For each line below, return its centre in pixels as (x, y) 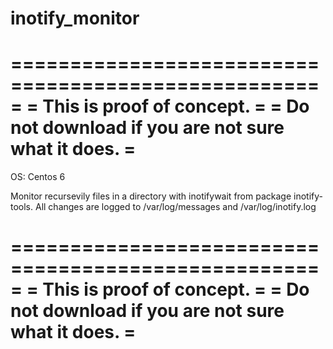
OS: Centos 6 (38, 177)
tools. (22, 207)
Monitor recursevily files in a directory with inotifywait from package (151, 196)
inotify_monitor (75, 18)
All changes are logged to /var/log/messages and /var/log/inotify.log (175, 207)
